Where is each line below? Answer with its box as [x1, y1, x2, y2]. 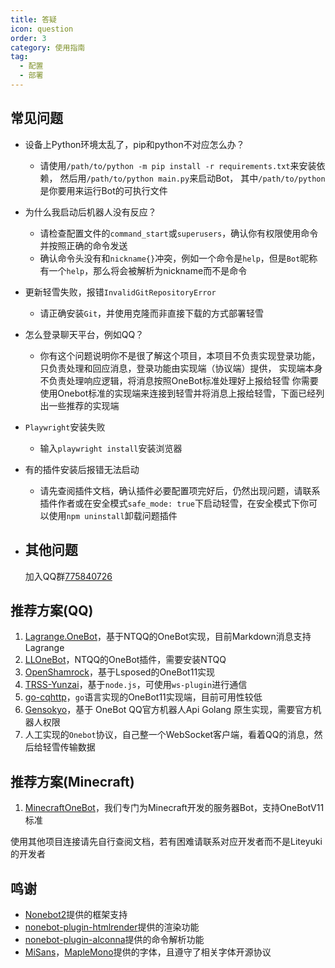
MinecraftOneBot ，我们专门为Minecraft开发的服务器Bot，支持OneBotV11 [24, 802, 325, 814]
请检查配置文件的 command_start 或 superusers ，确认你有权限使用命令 [39, 227, 319, 239]
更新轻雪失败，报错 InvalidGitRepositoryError [24, 286, 217, 298]
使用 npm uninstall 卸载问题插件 [48, 509, 178, 521]
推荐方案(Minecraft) [10, 773, 135, 790]
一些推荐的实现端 [48, 399, 120, 411]
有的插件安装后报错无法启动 [24, 463, 140, 475]
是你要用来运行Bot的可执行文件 [39, 184, 168, 196]
